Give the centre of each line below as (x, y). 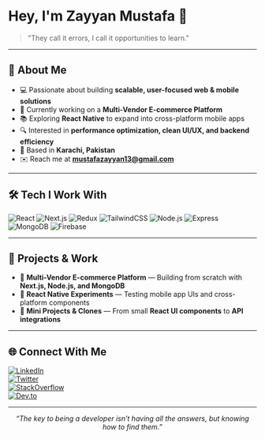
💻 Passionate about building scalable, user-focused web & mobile (129, 89)
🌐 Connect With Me (58, 352)
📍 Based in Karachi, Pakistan (67, 150)
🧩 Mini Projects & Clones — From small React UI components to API (131, 311)
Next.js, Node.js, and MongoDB (72, 286)
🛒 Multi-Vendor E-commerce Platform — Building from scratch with (131, 278)
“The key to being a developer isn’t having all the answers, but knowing (132, 418)
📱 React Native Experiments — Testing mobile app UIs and (116, 295)
